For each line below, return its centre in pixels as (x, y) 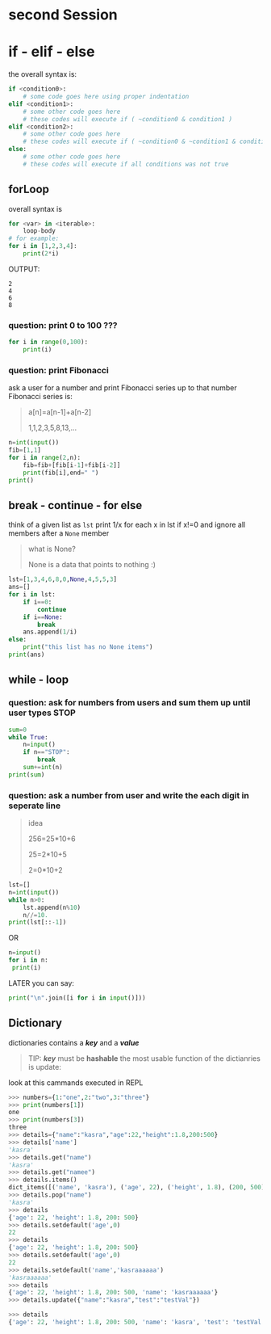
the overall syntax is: (43, 74)
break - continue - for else (75, 505)
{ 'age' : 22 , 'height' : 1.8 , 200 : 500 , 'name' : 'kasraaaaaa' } (113, 1293)
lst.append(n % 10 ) (52, 907)
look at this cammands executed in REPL (76, 1082)
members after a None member (59, 533)
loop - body (40, 231)
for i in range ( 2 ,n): (45, 458)
